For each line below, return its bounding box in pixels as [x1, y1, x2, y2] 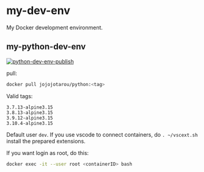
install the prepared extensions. [6, 137, 86, 145]
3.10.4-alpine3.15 [6, 120, 53, 126]
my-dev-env [6, 4, 70, 18]
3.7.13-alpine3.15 [6, 104, 53, 110]
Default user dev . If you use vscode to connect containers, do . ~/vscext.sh [6, 131, 199, 138]
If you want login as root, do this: [6, 149, 89, 156]
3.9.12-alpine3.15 [6, 115, 53, 121]
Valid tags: [6, 92, 33, 99]
